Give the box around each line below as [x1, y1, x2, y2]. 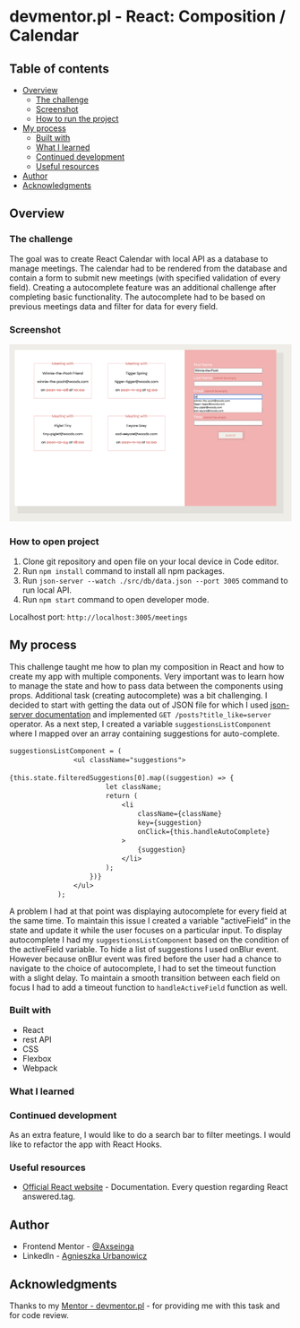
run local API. [21, 585, 73, 595]
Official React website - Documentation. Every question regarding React [21, 1182, 288, 1193]
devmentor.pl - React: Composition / [9, 6, 287, 27]
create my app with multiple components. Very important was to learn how [9, 671, 285, 681]
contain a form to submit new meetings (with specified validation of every [9, 272, 281, 283]
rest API [21, 1034, 52, 1045]
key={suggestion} [137, 818, 202, 827]
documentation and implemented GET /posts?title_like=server [35, 708, 271, 719]
